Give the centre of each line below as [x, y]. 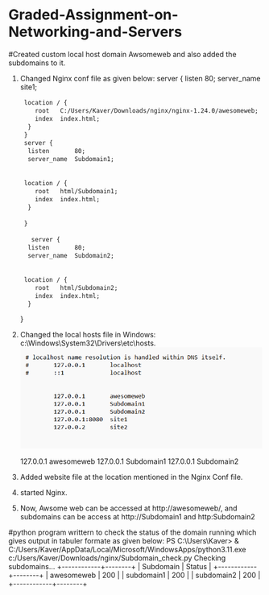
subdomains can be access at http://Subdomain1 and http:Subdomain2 [137, 516]
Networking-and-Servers [95, 32]
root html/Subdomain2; [77, 287]
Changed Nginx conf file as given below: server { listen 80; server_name [140, 78]
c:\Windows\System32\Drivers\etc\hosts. [88, 343]
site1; [29, 87]
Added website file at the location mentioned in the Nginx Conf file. [131, 477]
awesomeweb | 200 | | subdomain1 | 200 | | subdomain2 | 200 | [155, 575]
